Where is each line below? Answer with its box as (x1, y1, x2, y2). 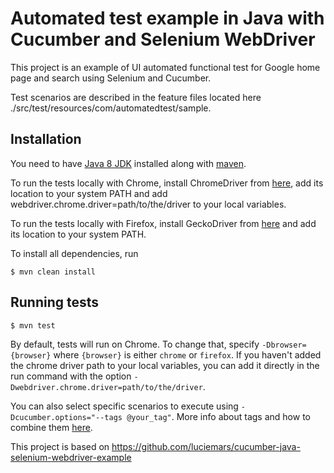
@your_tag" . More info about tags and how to (126, 410, 311, 422)
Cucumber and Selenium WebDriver (10, 28, 316, 51)
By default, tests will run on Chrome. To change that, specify (10, 338, 260, 350)
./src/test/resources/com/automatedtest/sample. (10, 102, 212, 114)
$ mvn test (10, 320, 56, 331)
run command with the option (10, 370, 132, 382)
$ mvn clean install (10, 267, 97, 277)
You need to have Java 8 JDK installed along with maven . (10, 157, 247, 169)
